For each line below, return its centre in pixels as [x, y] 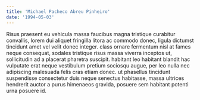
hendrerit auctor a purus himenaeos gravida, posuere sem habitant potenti [97, 84]
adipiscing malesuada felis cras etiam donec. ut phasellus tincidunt [88, 72]
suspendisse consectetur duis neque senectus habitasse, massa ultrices [95, 78]
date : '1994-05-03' [30, 17]
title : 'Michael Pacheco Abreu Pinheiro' [58, 12]
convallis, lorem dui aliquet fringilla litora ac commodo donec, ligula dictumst [100, 40]
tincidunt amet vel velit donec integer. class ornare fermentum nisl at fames [99, 46]
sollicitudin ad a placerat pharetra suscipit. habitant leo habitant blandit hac [98, 59]
